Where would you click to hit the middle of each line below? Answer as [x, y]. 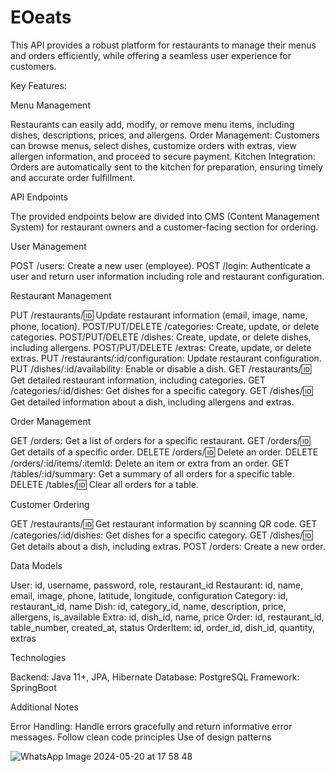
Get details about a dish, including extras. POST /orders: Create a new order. [168, 546]
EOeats [41, 17]
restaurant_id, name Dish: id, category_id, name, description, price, [148, 606]
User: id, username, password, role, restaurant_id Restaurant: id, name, [157, 585]
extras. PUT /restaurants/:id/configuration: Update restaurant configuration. [166, 358]
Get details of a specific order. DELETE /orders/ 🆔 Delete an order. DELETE [164, 452]
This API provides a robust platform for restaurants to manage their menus [163, 45]
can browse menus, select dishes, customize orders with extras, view [153, 145]
